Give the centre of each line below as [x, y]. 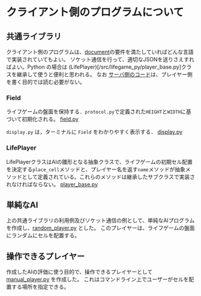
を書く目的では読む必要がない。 [46, 82]
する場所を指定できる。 [40, 287]
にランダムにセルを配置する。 [43, 235]
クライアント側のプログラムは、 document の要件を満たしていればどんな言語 [100, 52]
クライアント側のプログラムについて [95, 12]
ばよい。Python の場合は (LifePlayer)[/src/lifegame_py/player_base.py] [94, 67]
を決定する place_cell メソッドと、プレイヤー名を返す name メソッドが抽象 [96, 169]
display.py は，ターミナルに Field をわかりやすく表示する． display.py [94, 132]
